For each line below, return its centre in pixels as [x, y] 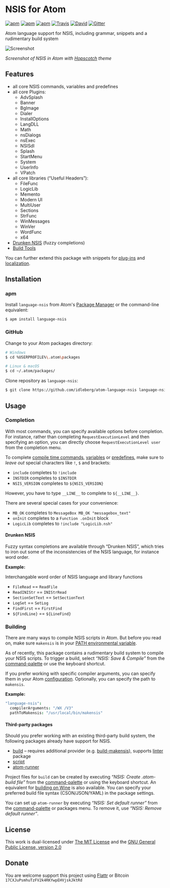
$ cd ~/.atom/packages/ [30, 371]
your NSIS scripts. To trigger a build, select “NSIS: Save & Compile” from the [85, 658]
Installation [23, 279]
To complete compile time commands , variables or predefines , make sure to [84, 457]
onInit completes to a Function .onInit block [60, 518]
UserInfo [29, 167]
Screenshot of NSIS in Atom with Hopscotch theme [58, 58]
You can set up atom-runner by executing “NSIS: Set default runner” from [81, 803]
